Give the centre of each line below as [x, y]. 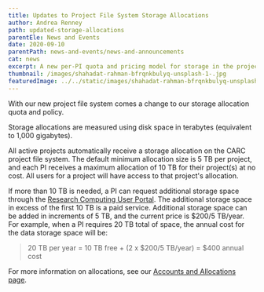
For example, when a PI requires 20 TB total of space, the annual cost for [126, 224]
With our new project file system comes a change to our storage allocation [129, 104]
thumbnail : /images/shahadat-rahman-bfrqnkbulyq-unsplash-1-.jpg [117, 74]
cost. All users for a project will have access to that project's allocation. [123, 175]
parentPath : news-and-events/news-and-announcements [96, 52]
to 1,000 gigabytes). [40, 135]
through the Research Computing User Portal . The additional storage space [130, 199]
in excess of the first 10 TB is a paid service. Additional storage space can [128, 207]
